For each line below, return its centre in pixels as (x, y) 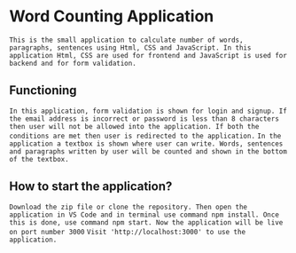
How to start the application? (91, 187)
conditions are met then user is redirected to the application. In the (145, 136)
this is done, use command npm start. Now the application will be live (146, 222)
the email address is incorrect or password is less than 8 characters (144, 119)
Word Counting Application (112, 16)
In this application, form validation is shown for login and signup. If (148, 111)
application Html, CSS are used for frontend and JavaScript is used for (148, 55)
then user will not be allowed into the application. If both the (134, 126)
